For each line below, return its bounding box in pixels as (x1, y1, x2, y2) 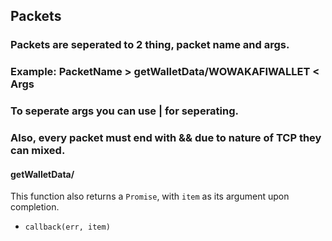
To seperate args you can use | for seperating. (10, 104, 239, 118)
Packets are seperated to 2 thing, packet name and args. (10, 38, 290, 52)
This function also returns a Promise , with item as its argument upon (10, 190, 290, 203)
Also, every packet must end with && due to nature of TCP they (10, 131, 322, 145)
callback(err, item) (24, 222, 111, 233)
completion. (10, 201, 60, 213)
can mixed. (10, 144, 66, 158)
